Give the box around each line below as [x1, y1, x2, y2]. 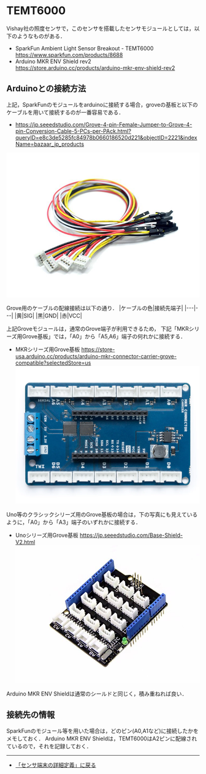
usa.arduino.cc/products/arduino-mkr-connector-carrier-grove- [15, 352, 177, 360]
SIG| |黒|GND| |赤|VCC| [23, 312, 83, 319]
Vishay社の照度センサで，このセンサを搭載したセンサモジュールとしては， [6, 25, 195, 32]
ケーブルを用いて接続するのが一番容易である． [6, 108, 124, 116]
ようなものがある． [17, 32, 66, 40]
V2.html [15, 538, 36, 545]
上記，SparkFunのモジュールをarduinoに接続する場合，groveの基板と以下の [6, 101, 198, 108]
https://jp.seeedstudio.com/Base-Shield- [79, 531, 183, 539]
